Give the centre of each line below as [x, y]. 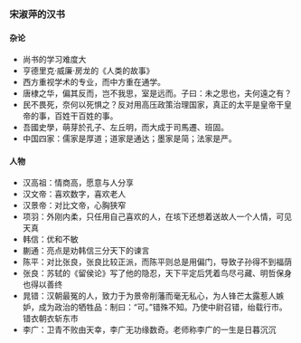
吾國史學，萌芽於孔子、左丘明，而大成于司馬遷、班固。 [125, 128]
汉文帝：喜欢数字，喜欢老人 [74, 194]
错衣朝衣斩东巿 [50, 319]
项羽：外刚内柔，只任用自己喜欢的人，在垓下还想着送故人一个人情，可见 [157, 217]
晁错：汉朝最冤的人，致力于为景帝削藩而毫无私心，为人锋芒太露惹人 [149, 296]
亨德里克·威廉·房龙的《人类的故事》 [88, 71]
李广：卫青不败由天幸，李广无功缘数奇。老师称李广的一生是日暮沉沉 [149, 330]
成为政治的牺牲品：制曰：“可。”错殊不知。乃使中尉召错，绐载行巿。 [163, 307]
